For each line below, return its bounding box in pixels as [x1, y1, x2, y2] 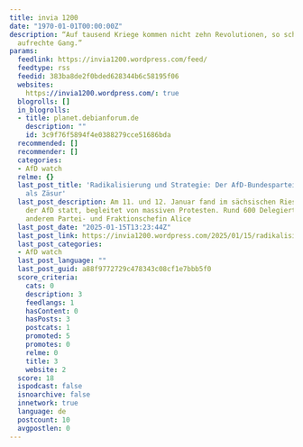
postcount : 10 [17, 415, 70, 424]
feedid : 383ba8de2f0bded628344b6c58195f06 [17, 72, 179, 81]
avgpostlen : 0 [17, 424, 70, 433]
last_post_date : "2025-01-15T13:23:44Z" [17, 223, 171, 232]
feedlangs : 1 [25, 298, 75, 307]
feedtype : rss [17, 64, 70, 73]
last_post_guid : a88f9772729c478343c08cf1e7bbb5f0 [17, 265, 212, 274]
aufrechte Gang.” [17, 38, 83, 48]
